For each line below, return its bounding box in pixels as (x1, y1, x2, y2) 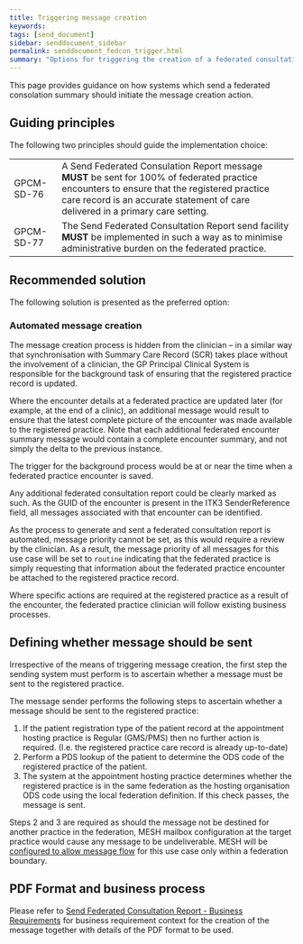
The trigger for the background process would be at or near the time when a (9, 461, 293, 472)
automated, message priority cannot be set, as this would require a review (9, 534, 285, 545)
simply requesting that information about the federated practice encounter (9, 563, 286, 573)
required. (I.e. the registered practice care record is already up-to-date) (22, 741, 289, 753)
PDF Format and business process (9, 881, 206, 897)
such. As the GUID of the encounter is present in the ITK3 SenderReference (9, 497, 290, 508)
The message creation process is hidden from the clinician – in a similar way (9, 339, 293, 350)
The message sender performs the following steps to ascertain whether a (9, 695, 282, 706)
